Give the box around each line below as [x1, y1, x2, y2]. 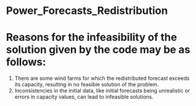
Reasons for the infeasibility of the [6, 31, 177, 44]
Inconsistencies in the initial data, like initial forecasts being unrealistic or [14, 87, 190, 94]
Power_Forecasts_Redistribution [6, 4, 168, 17]
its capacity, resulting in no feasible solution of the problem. [14, 81, 159, 88]
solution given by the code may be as [6, 43, 191, 56]
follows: [6, 55, 46, 69]
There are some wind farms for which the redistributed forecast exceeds [14, 75, 190, 82]
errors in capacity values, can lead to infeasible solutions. [14, 93, 154, 100]
